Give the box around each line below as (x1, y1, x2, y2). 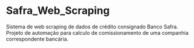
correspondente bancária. (6, 35, 69, 42)
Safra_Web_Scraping (6, 4, 110, 17)
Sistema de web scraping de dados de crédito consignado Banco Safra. (6, 23, 179, 30)
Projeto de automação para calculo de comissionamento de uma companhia (6, 29, 189, 36)
